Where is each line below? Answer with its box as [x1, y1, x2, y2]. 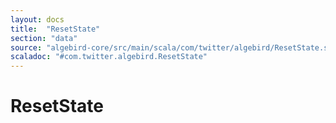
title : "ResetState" [10, 24, 101, 34]
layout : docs [10, 14, 65, 25]
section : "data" [10, 33, 78, 43]
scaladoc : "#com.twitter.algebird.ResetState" [10, 52, 208, 62]
